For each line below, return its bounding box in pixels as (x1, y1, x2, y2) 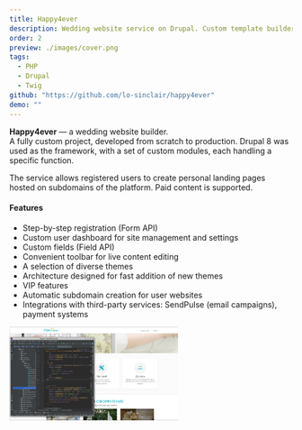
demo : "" (9, 100, 42, 109)
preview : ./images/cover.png (9, 43, 119, 52)
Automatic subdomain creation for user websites (22, 289, 203, 300)
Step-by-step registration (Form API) (22, 222, 159, 233)
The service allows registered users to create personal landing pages (9, 172, 266, 183)
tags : (9, 52, 30, 62)
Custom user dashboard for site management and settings (22, 232, 239, 242)
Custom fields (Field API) (22, 242, 115, 252)
